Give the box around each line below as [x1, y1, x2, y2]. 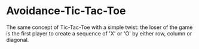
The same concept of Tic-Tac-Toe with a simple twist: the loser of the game [6, 24, 193, 31]
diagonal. [6, 36, 29, 43]
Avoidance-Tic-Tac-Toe [6, 4, 126, 18]
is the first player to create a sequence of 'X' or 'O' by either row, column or [6, 30, 192, 37]
